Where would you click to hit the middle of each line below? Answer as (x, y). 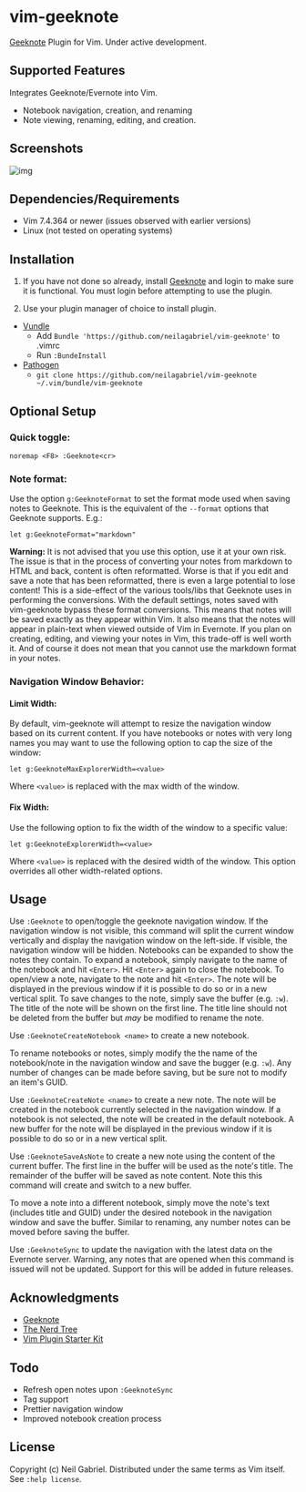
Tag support (46, 1399)
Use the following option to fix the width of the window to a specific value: (149, 827)
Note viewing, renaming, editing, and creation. (109, 119)
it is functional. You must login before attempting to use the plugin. (148, 291)
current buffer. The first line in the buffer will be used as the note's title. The (151, 1166)
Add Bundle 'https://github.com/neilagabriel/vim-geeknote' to (158, 336)
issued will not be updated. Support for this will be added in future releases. (152, 1269)
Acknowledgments (65, 1298)
